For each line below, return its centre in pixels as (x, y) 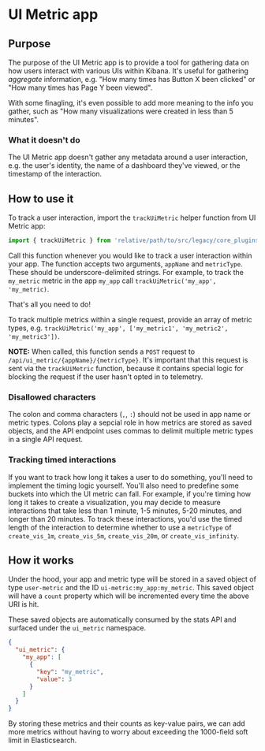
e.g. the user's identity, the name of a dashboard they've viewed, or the (124, 165)
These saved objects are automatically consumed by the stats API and (122, 619)
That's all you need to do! (49, 304)
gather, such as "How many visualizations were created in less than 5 (121, 111)
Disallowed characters (52, 397)
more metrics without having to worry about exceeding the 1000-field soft (128, 732)
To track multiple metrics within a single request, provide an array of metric (130, 319)
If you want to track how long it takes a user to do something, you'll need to (131, 477)
